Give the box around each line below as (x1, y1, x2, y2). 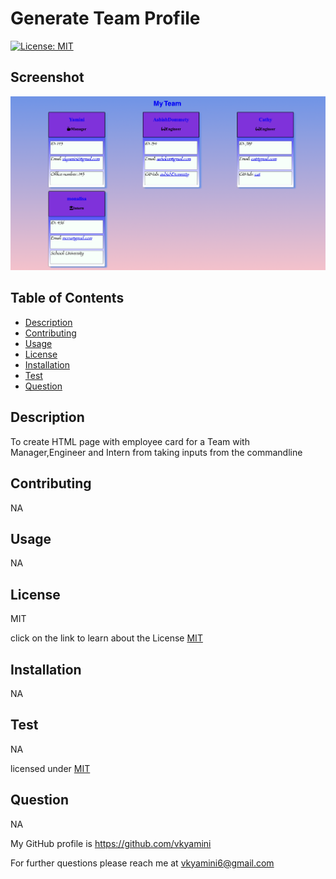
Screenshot (10, 69, 85, 86)
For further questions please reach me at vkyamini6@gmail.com (10, 857, 275, 869)
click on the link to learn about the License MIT (10, 632, 203, 644)
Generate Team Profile (10, 7, 201, 30)
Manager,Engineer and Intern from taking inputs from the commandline (10, 446, 303, 458)
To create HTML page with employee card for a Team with (10, 435, 250, 447)
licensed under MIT (10, 762, 91, 774)
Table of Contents (10, 290, 125, 307)
